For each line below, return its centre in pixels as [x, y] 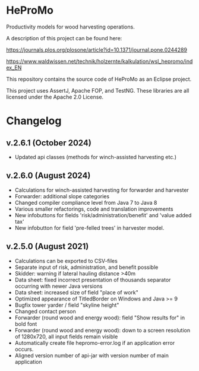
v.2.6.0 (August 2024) [48, 176]
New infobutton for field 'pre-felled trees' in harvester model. [89, 228]
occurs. [24, 349]
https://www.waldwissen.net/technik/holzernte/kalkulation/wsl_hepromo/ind [99, 61]
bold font [26, 324]
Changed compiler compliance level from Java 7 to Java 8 [86, 202]
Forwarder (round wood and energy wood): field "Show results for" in [100, 318]
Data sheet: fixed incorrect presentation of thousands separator [93, 280]
